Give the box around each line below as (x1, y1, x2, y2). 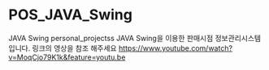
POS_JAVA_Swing (8, 6, 132, 24)
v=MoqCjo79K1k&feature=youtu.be (8, 52, 126, 62)
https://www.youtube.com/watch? (118, 43, 233, 53)
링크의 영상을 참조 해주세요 (32, 43, 117, 53)
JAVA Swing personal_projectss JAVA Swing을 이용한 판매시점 (8, 33, 214, 43)
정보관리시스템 (215, 33, 262, 43)
